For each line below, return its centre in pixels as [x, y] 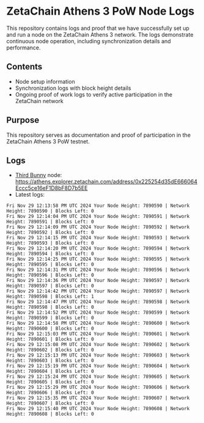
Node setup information [45, 81]
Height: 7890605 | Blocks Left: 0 [50, 382]
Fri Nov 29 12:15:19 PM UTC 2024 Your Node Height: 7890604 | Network [98, 366]
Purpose [23, 120]
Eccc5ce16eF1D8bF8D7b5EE [51, 188]
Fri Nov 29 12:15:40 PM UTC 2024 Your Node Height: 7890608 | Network [98, 409]
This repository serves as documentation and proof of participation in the [99, 135]
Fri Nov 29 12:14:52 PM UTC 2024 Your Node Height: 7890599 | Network [98, 313]
